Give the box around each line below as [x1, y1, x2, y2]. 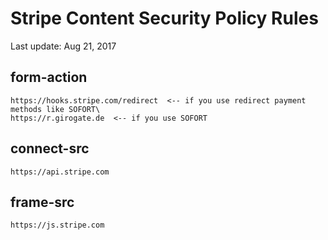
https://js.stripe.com [10, 220, 105, 231]
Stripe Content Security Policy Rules [10, 7, 319, 30]
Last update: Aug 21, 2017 [10, 40, 117, 52]
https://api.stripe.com [10, 167, 110, 177]
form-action [10, 69, 88, 86]
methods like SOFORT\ [10, 104, 101, 114]
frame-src [10, 193, 75, 211]
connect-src [10, 140, 90, 157]
